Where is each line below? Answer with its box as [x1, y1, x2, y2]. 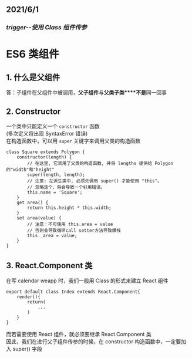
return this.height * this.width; [27, 205, 112, 211]
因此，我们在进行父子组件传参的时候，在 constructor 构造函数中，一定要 [6, 337, 181, 345]
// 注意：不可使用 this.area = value [27, 221, 113, 228]
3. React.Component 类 [6, 261, 93, 271]
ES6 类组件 [6, 47, 60, 60]
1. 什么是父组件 [6, 72, 60, 82]
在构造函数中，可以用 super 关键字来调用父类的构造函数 [6, 137, 141, 144]
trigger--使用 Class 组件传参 [6, 23, 87, 32]
